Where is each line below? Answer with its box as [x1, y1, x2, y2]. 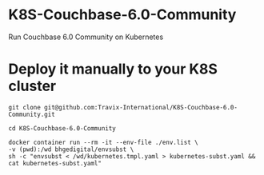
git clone [8, 103, 42, 111]
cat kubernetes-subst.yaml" [8, 159, 102, 167]
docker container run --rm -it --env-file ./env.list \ [8, 138, 198, 146]
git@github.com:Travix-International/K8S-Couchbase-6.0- [43, 103, 238, 111]
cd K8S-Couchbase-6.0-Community [8, 124, 116, 133]
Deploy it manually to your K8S [8, 60, 218, 78]
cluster [8, 78, 57, 95]
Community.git [8, 110, 56, 118]
